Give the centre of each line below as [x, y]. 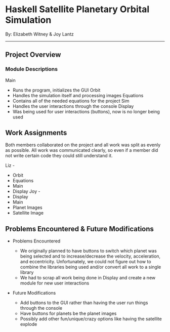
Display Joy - [26, 191]
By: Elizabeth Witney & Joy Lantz [40, 34]
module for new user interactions [55, 283]
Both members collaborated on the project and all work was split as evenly [83, 145]
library [27, 272]
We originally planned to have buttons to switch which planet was [88, 251]
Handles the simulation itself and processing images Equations [78, 95]
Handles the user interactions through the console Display [73, 106]
